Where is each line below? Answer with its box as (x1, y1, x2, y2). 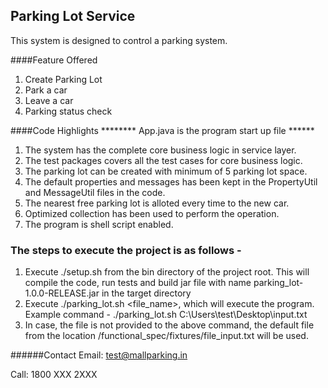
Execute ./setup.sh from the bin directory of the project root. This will (24, 266, 310, 278)
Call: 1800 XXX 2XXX (10, 369, 98, 381)
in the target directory (101, 287, 192, 299)
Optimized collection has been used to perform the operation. (24, 207, 280, 219)
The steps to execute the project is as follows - (10, 243, 242, 257)
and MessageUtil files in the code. (24, 186, 166, 198)
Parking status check (24, 105, 113, 117)
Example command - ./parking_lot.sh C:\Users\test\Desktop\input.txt (24, 309, 308, 321)
